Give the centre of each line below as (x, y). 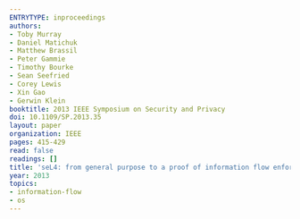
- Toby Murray (36, 34)
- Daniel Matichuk (43, 42)
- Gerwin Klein (37, 101)
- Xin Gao (28, 92)
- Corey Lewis (36, 84)
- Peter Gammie (37, 59)
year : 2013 (29, 175)
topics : (24, 184)
